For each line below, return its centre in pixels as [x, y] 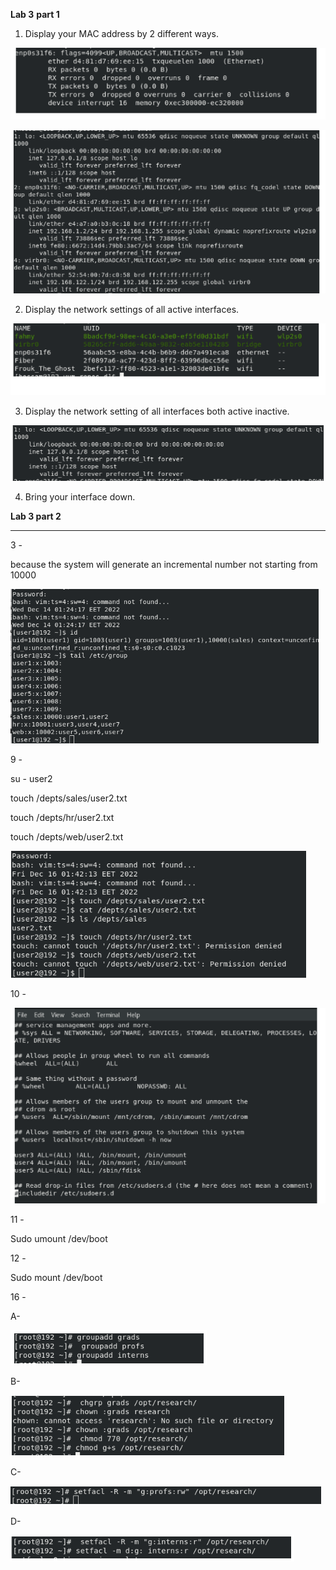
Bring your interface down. [80, 496]
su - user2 [31, 778]
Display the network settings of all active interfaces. [132, 309]
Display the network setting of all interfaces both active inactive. [157, 411]
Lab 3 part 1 [35, 14]
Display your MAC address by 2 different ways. [121, 33]
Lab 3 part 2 [36, 516]
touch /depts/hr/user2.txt [62, 817]
